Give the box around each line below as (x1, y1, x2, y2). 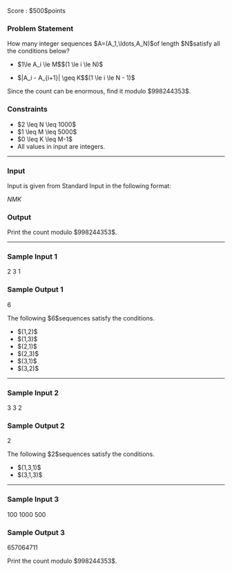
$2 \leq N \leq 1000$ (17, 120, 77, 128)
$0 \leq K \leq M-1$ (17, 135, 72, 143)
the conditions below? (7, 47, 70, 55)
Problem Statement (7, 24, 74, 33)
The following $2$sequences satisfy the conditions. (7, 450, 155, 458)
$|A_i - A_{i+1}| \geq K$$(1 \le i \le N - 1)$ (17, 73, 135, 82)
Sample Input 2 (7, 388, 59, 397)
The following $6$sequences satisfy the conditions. (7, 314, 155, 322)
